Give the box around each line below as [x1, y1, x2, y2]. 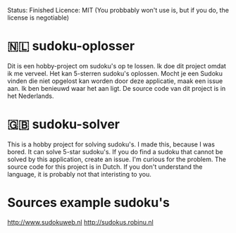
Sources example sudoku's [7, 195, 170, 210]
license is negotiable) [7, 13, 69, 22]
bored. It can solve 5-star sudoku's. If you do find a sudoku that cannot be [7, 147, 223, 156]
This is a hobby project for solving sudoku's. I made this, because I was [7, 140, 215, 149]
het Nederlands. [7, 92, 54, 100]
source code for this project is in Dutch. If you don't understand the [7, 162, 203, 171]
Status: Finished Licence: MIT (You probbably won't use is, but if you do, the [7, 6, 229, 14]
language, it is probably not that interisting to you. [7, 170, 151, 178]
